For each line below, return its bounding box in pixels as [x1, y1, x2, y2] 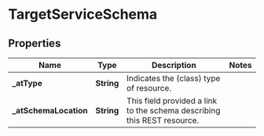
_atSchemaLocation [12, 106, 88, 116]
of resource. [126, 83, 171, 93]
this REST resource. [126, 115, 200, 126]
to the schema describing [126, 106, 221, 116]
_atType [12, 78, 43, 88]
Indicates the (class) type [126, 73, 221, 84]
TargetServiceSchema [8, 5, 158, 23]
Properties [8, 37, 61, 50]
